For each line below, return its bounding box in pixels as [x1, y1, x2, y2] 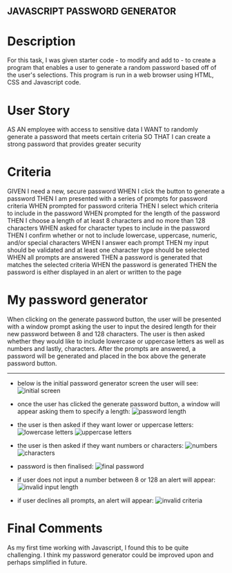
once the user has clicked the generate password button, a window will [17, 400, 220, 408]
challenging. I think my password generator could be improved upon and [7, 551, 214, 559]
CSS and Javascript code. [7, 78, 81, 87]
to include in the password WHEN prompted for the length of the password [7, 209, 220, 217]
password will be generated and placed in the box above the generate [7, 352, 206, 361]
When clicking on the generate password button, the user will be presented [7, 315, 222, 324]
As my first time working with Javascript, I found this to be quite [7, 543, 188, 552]
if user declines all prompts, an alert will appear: [17, 496, 154, 504]
